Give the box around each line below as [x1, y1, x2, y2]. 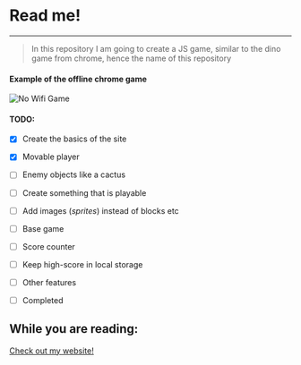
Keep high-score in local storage [21, 259, 143, 269]
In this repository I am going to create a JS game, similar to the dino [30, 43, 281, 54]
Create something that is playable [21, 187, 147, 198]
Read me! [9, 5, 82, 26]
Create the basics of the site [21, 133, 127, 144]
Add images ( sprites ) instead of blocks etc [21, 205, 179, 216]
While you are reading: [9, 321, 139, 336]
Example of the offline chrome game [9, 73, 148, 84]
